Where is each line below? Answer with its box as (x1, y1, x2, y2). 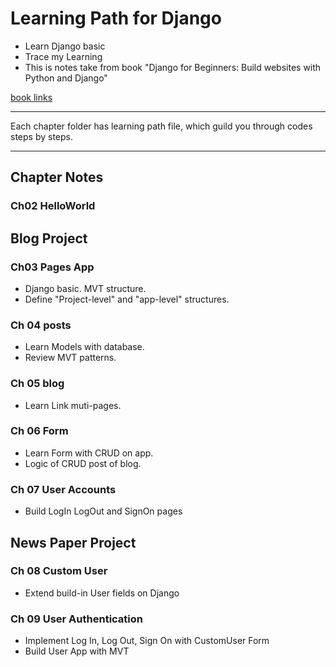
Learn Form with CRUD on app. (24, 447, 154, 459)
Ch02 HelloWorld (10, 199, 96, 213)
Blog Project (10, 230, 88, 247)
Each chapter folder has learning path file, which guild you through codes (10, 120, 313, 132)
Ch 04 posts (10, 318, 72, 332)
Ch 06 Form (10, 424, 69, 438)
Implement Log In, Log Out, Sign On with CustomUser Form (24, 635, 270, 647)
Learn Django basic (24, 40, 106, 52)
